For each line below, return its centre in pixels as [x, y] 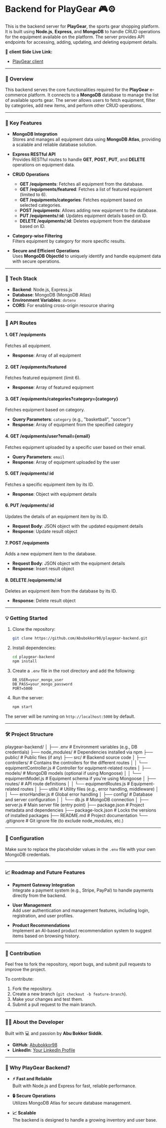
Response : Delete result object [44, 601]
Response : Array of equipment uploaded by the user [66, 462]
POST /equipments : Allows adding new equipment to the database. [88, 210]
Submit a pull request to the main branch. [54, 1005]
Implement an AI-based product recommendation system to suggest [82, 931]
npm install [24, 661]
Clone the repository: [34, 629]
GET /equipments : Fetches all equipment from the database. [82, 184]
